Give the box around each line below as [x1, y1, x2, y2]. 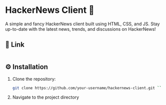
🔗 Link [5, 41, 25, 49]
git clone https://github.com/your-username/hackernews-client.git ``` [12, 85, 164, 91]
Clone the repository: [12, 76, 56, 82]
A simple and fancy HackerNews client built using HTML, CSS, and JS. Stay [5, 21, 160, 27]
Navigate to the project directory [12, 94, 80, 101]
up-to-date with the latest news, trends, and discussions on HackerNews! [5, 26, 156, 32]
